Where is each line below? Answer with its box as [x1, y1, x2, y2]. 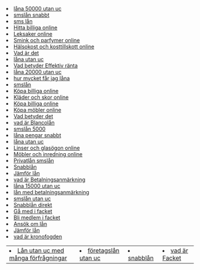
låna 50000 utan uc [14, 5, 62, 12]
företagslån [87, 247, 120, 255]
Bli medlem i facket [14, 214, 61, 221]
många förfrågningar [9, 254, 67, 262]
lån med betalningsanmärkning [14, 189, 89, 195]
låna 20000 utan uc [14, 69, 62, 75]
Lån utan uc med [17, 247, 64, 255]
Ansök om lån [14, 221, 48, 227]
